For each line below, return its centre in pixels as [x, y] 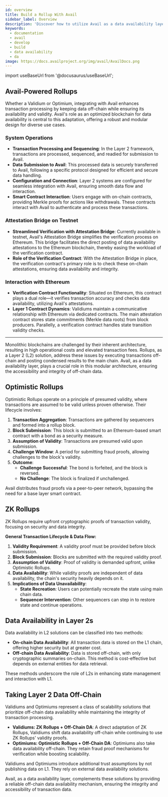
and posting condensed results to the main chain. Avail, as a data [84, 360]
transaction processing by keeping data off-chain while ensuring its [74, 109]
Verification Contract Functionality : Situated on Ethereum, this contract [87, 292]
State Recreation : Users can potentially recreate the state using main [91, 589]
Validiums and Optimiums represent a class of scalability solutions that [78, 707]
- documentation [26, 33]
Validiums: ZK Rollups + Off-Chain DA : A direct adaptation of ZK [79, 727]
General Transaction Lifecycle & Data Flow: [51, 536]
